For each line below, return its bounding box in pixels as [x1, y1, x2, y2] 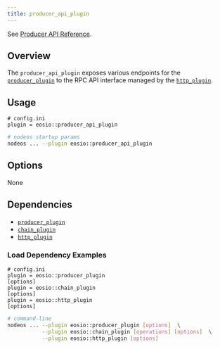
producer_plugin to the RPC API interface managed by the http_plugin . [7, 76, 213, 84]
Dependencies [7, 198, 72, 211]
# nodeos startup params [7, 134, 80, 141]
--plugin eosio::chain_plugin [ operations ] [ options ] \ [41, 328, 212, 335]
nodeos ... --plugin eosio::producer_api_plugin [7, 140, 153, 148]
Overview [7, 50, 51, 62]
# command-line [7, 315, 52, 322]
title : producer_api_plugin [7, 10, 90, 18]
